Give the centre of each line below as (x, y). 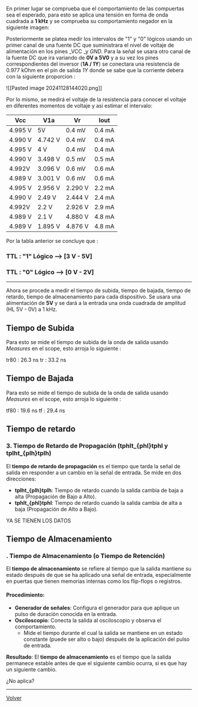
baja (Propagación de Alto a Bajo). (56, 509)
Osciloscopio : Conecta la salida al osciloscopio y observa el (88, 621)
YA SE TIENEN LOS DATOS (39, 520)
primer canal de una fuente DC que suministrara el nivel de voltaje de (90, 45)
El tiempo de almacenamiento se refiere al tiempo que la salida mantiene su (99, 569)
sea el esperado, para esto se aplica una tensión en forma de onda (87, 15)
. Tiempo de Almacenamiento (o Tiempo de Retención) (85, 556)
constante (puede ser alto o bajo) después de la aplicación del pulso (106, 639)
